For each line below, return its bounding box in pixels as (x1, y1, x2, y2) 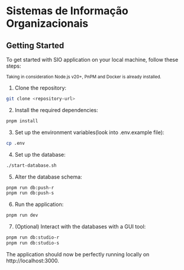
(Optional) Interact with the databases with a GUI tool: (14, 223, 146, 230)
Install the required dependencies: (14, 106, 99, 113)
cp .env (6, 140, 25, 146)
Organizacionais (6, 17, 89, 30)
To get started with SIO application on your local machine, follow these (6, 56, 179, 63)
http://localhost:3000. (6, 257, 59, 264)
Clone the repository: (14, 84, 67, 91)
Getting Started (6, 40, 64, 50)
